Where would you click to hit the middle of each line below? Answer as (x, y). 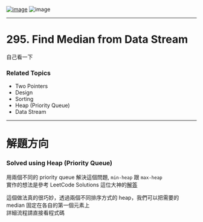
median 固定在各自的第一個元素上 (48, 205)
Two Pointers (31, 86)
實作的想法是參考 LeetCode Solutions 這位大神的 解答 (72, 184)
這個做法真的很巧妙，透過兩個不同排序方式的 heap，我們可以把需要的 (93, 197)
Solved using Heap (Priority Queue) (60, 163)
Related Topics (29, 73)
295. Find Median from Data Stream (97, 40)
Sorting (24, 99)
